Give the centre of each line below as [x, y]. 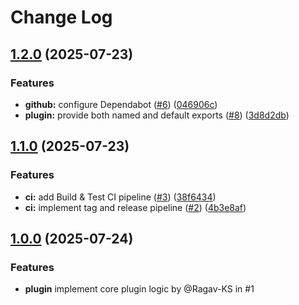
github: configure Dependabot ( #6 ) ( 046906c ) [121, 104]
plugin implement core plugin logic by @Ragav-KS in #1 [139, 289]
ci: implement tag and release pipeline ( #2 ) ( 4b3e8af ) [135, 207]
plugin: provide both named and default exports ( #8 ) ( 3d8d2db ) [157, 115]
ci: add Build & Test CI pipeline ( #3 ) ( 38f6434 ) [120, 197]
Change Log [61, 17]
